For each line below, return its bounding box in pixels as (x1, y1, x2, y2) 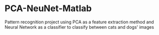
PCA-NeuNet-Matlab (4, 3, 92, 14)
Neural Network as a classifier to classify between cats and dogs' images (4, 24, 154, 30)
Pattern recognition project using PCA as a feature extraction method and (4, 19, 154, 25)
